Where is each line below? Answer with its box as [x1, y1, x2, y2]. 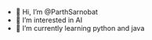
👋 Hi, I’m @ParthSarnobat [15, 8, 98, 16]
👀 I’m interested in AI [15, 15, 83, 25]
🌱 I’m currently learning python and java [15, 24, 145, 32]
